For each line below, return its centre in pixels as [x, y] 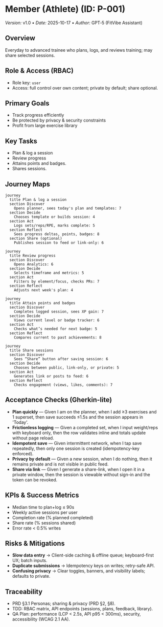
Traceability [24, 592]
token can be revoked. [35, 480]
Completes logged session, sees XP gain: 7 [59, 312]
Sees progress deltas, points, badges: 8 [57, 234]
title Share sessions [32, 350]
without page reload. [33, 438]
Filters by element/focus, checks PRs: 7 [57, 282]
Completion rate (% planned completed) [53, 517]
